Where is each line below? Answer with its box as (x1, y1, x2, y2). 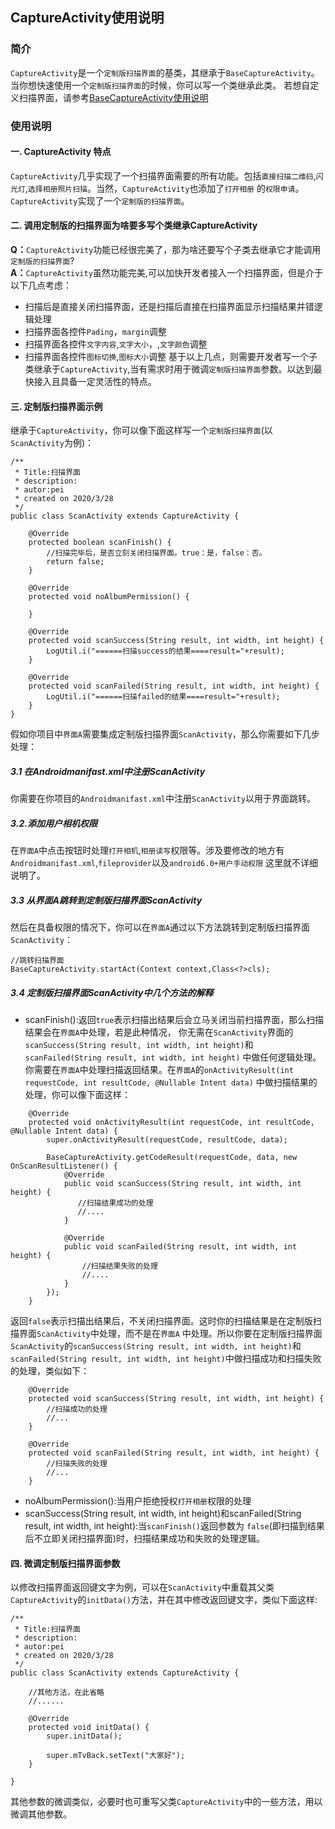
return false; (46, 557, 105, 567)
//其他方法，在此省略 (28, 1688, 105, 1698)
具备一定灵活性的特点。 (59, 376, 157, 388)
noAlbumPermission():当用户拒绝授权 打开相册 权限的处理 (24, 1495, 252, 1507)
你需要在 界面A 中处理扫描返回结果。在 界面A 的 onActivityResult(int (24, 1064, 294, 1076)
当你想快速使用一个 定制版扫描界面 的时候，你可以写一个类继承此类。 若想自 (10, 79, 311, 91)
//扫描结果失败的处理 (81, 1261, 158, 1272)
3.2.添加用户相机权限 (10, 817, 98, 829)
